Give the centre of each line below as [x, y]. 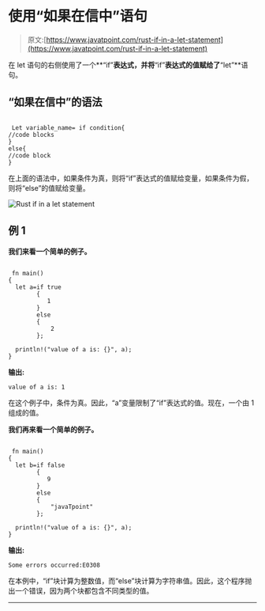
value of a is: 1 [37, 387]
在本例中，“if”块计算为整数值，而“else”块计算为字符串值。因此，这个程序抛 [130, 581]
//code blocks [32, 135]
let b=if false [40, 465]
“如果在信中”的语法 [55, 102]
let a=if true [38, 287]
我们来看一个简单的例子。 [50, 251]
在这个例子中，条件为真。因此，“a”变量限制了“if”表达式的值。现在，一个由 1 [131, 402]
